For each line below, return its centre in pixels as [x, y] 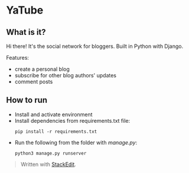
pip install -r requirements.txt [56, 131]
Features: [18, 58]
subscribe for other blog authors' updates [66, 75]
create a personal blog [42, 69]
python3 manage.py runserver [50, 153]
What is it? [26, 32]
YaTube [25, 10]
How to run [27, 100]
